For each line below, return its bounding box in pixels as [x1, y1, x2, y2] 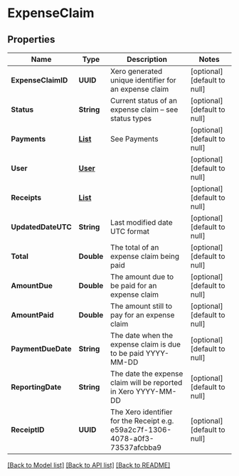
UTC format [110, 226, 149, 236]
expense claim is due [110, 339, 181, 349]
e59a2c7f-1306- [110, 425, 172, 435]
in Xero [110, 386, 134, 396]
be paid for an [110, 281, 157, 290]
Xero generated [110, 66, 163, 76]
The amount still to [110, 301, 173, 311]
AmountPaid [11, 310, 55, 319]
